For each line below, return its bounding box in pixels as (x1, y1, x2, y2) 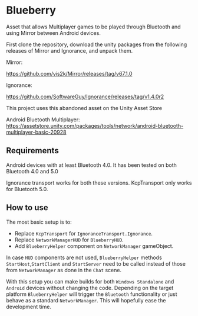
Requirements (6, 146, 59, 156)
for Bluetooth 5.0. (6, 185, 48, 192)
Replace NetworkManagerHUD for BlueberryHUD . (14, 236, 124, 243)
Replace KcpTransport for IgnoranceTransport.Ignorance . (14, 230, 153, 237)
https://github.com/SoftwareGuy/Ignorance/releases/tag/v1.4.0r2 (6, 93, 164, 100)
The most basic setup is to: (6, 218, 72, 225)
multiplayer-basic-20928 (6, 128, 67, 136)
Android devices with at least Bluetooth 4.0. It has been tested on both (6, 161, 177, 169)
